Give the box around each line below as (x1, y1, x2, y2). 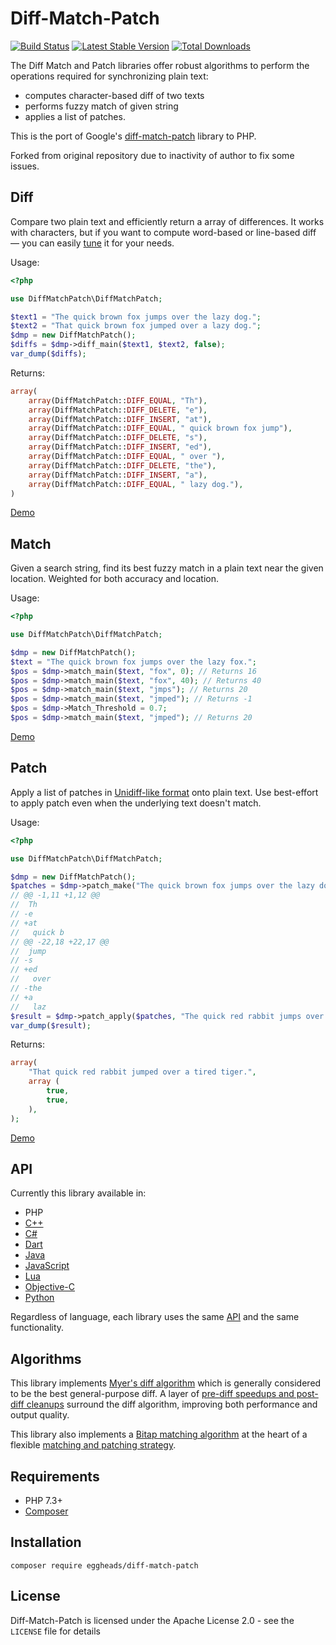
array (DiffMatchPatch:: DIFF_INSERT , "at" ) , (28, 414, 213, 424)
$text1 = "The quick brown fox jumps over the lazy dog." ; (10, 312, 262, 322)
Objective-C (24, 1281, 76, 1293)
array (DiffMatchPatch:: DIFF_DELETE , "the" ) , (28, 460, 217, 471)
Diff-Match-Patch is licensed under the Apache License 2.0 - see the (10, 1614, 295, 1626)
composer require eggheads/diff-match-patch (10, 1560, 199, 1571)
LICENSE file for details (10, 1625, 101, 1637)
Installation (10, 1534, 82, 1551)
